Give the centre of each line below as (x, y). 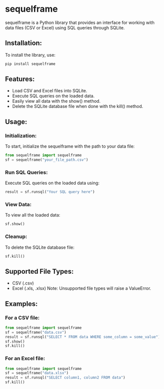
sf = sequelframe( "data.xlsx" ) (37, 373)
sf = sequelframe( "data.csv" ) (36, 332)
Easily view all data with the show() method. (56, 101)
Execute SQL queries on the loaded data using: (52, 183)
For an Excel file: (25, 359)
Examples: (21, 304)
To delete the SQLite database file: (40, 247)
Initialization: (21, 135)
